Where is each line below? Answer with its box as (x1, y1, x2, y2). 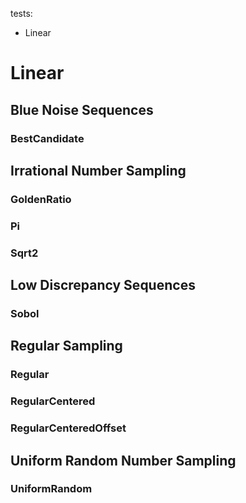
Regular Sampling (10, 338, 123, 355)
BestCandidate (10, 131, 85, 145)
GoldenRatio (10, 192, 72, 206)
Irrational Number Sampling (10, 162, 187, 179)
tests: (10, 8, 33, 19)
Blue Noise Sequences (10, 101, 154, 118)
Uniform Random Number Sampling (10, 452, 237, 469)
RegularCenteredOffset (10, 421, 127, 435)
